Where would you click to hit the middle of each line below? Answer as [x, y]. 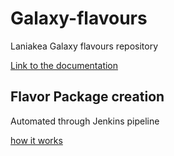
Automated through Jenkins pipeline [85, 121]
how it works [36, 140]
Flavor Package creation [87, 97]
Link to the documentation [64, 65]
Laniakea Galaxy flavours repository [84, 46]
